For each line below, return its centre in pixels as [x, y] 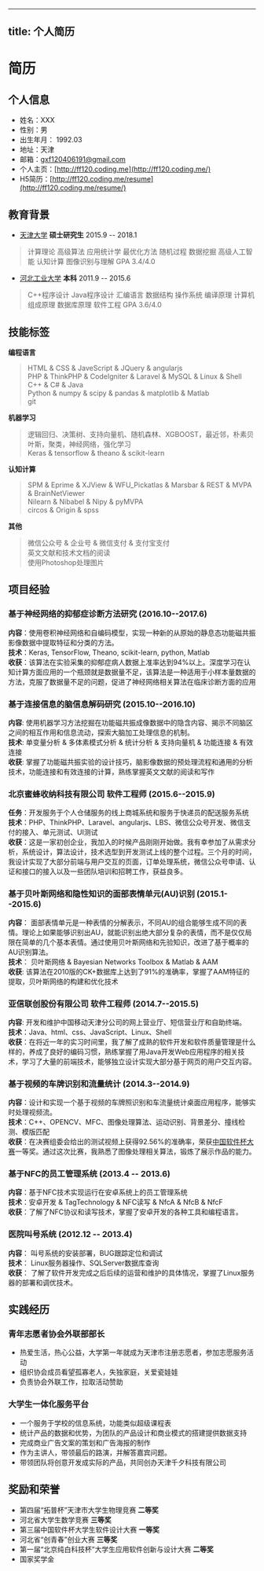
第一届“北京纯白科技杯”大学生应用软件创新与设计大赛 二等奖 [117, 1549]
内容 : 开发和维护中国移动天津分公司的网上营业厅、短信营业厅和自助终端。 [127, 1022]
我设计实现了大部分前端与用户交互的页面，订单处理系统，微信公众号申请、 [128, 862]
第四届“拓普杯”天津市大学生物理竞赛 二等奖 [89, 1510]
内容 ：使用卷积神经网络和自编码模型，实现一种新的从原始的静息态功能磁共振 [132, 633]
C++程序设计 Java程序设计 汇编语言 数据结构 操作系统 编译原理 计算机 [141, 295]
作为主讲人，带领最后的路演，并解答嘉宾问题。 [95, 1452]
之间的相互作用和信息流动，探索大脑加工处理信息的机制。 [101, 732]
